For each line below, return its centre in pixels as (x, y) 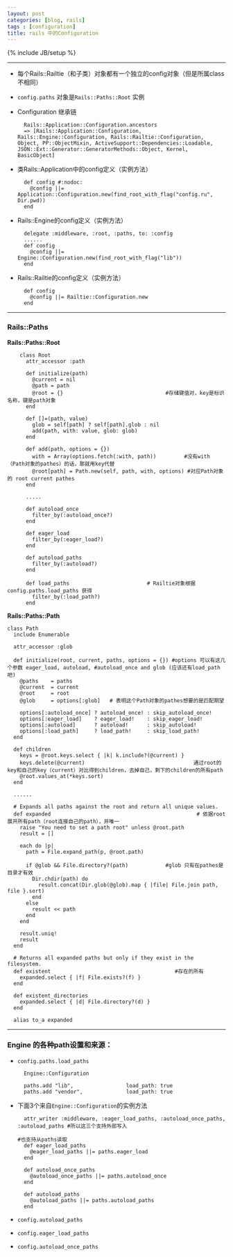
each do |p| (37, 845)
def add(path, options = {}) (68, 449)
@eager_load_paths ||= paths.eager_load (89, 1151)
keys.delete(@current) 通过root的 (121, 763)
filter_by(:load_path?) (66, 597)
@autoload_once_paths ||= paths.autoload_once (98, 1176)
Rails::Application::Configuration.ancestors (90, 125)
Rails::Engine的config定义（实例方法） (72, 220)
